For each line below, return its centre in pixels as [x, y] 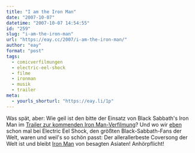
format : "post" [25, 51]
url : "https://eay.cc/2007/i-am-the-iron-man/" [67, 40]
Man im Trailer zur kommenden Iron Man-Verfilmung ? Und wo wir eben [94, 124]
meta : [13, 95]
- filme [21, 73]
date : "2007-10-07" [31, 17]
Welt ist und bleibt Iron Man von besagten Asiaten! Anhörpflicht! [85, 143]
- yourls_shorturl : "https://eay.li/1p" [63, 101]
